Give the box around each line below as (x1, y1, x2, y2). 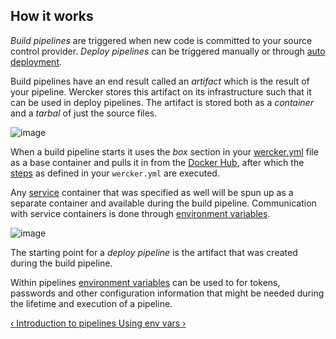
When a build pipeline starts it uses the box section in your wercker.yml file (10, 145, 319, 158)
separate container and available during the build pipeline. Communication (10, 197, 317, 209)
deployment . (10, 55, 63, 68)
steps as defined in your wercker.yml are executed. (10, 167, 220, 179)
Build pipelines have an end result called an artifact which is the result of (10, 75, 310, 87)
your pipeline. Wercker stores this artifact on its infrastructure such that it (10, 85, 312, 98)
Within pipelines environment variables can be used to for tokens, (10, 276, 281, 288)
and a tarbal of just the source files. (10, 107, 158, 119)
